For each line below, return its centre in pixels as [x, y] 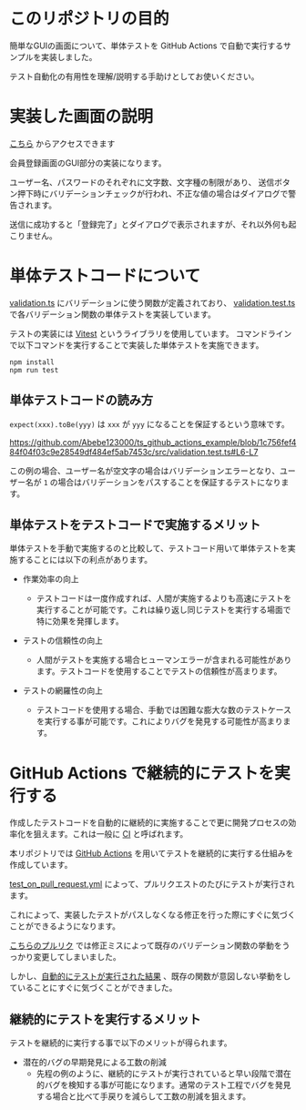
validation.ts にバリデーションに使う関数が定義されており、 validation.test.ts [153, 302]
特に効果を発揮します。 [80, 621]
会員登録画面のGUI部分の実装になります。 [88, 163]
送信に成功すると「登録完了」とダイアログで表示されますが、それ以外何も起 [153, 224]
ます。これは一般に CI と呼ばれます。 [118, 834]
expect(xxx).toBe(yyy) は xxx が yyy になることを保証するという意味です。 [149, 423]
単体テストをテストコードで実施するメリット [135, 525]
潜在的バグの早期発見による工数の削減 [94, 1063]
